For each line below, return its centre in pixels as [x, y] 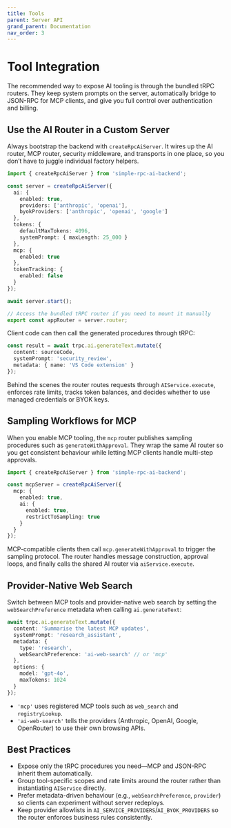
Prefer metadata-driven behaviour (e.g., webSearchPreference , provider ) [119, 796]
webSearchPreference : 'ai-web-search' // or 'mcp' [94, 654]
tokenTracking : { [38, 270]
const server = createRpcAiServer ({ [60, 186]
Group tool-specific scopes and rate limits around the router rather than [119, 781]
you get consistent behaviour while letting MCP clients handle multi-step [110, 452]
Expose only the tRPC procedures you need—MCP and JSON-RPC [112, 766]
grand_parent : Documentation [49, 26]
